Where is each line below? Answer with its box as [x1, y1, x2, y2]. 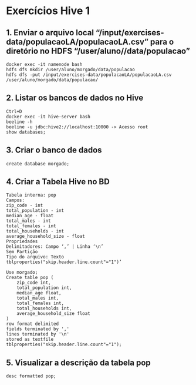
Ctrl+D [6, 108, 22, 114]
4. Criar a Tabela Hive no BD [6, 177, 110, 187]
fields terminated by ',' [6, 326, 69, 332]
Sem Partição [6, 249, 38, 255]
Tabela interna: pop [6, 192, 57, 198]
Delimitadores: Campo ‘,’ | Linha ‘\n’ [6, 244, 104, 250]
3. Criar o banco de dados [6, 145, 102, 155]
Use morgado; [6, 270, 38, 276]
